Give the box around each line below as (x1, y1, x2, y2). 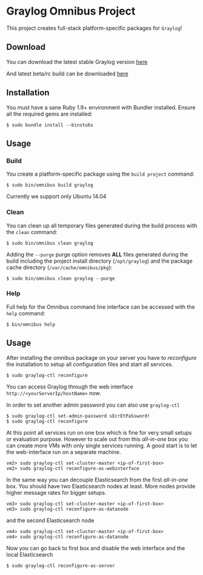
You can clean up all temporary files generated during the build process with (6, 222, 198, 229)
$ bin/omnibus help (6, 321, 56, 328)
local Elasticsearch (6, 551, 53, 558)
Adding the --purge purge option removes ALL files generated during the (6, 250, 188, 258)
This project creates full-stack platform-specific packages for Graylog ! (6, 24, 182, 32)
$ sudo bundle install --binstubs (6, 122, 94, 128)
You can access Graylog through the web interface (6, 383, 133, 390)
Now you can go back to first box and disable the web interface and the (6, 544, 185, 551)
